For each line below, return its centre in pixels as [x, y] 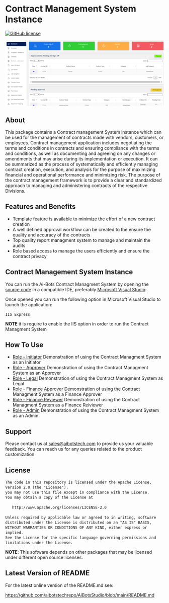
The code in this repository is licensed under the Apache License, [78, 482]
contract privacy [29, 256]
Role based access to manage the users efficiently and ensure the [81, 251]
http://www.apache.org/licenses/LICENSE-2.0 [59, 507]
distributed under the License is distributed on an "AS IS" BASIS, [78, 523]
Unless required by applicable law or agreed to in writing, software [81, 518]
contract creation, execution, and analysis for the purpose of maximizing [80, 169]
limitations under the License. [39, 543]
